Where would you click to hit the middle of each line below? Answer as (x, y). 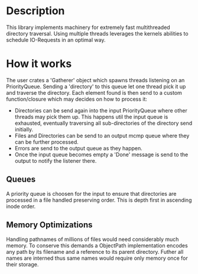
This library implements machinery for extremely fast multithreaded (88, 27)
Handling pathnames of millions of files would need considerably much (92, 239)
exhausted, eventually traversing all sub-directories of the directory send (103, 123)
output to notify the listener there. (56, 160)
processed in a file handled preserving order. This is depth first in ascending (99, 200)
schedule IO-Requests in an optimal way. (56, 40)
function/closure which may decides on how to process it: (77, 99)
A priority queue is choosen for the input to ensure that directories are (91, 194)
